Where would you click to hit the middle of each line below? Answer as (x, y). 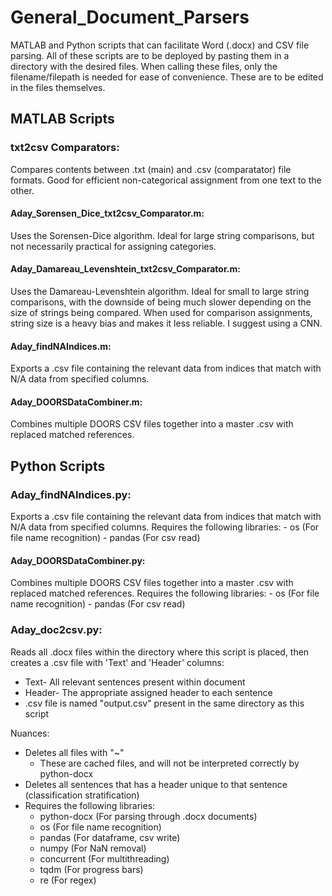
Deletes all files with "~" (74, 752)
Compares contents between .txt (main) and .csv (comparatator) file (151, 169)
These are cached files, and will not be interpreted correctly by (169, 763)
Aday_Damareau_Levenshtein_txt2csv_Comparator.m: (125, 269)
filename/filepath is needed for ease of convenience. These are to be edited (167, 77)
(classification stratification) (82, 795)
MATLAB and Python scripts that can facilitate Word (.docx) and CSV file (160, 45)
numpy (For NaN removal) (93, 848)
